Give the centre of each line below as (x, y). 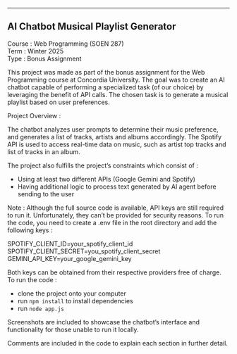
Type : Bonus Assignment (45, 58)
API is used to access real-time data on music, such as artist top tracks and (117, 144)
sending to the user (46, 194)
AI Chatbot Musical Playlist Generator (92, 26)
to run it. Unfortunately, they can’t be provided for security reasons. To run (116, 215)
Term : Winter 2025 (36, 51)
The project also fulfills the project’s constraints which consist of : (103, 165)
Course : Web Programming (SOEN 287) (66, 44)
